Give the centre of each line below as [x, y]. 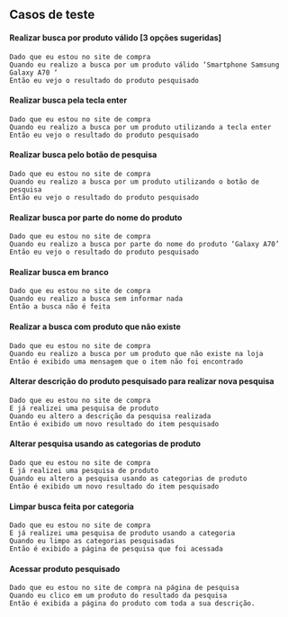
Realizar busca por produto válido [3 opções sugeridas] [116, 37]
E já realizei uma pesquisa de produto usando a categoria [122, 533]
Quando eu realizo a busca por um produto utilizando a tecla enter [140, 127]
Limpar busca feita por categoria [72, 506]
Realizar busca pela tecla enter [68, 100]
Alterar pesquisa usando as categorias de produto [105, 443]
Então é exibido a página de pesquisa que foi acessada [116, 549]
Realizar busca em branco [59, 272]
